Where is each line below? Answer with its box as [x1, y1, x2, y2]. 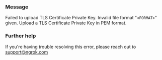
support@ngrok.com [5, 49, 48, 55]
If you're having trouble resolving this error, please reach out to [5, 44, 136, 50]
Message [5, 3, 29, 10]
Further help [5, 32, 36, 39]
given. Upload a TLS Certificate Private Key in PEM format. [5, 20, 127, 26]
